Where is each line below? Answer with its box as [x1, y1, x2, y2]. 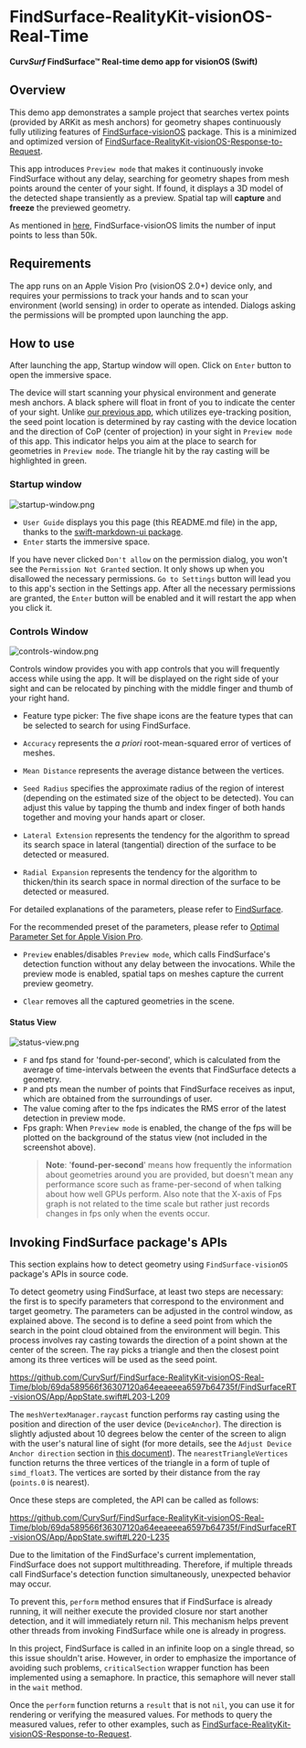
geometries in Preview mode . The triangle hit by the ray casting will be [9, 446, 270, 457]
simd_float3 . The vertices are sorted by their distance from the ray [9, 1467, 260, 1478]
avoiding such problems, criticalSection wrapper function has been [9, 1662, 269, 1673]
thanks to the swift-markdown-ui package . [22, 526, 184, 537]
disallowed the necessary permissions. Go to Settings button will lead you [9, 573, 291, 584]
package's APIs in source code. [9, 1268, 129, 1279]
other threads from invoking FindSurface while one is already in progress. [9, 1625, 287, 1636]
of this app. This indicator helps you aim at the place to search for [9, 436, 258, 447]
